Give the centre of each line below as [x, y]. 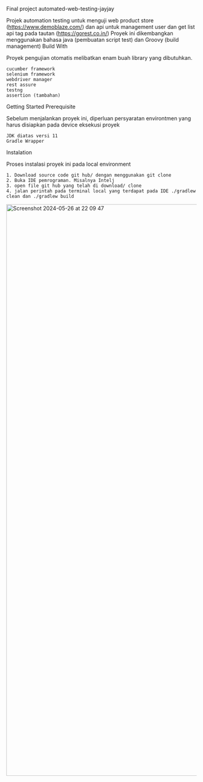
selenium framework [31, 74]
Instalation [19, 152]
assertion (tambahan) [34, 96]
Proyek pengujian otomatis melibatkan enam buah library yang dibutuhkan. [99, 58]
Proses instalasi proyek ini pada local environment [69, 164]
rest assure [21, 85]
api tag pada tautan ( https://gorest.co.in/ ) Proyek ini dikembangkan [90, 33]
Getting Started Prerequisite [41, 106]
